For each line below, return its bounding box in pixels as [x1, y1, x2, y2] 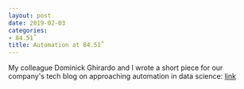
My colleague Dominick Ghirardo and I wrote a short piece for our [8, 63, 223, 72]
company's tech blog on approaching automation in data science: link [8, 72, 237, 81]
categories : [8, 26, 48, 34]
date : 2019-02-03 [8, 19, 66, 27]
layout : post [8, 11, 52, 20]
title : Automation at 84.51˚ [8, 41, 105, 49]
